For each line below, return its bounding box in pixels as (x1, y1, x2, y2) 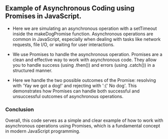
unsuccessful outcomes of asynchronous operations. (12, 93, 124, 99)
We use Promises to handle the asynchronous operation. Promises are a (12, 51, 162, 57)
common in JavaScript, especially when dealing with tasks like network (12, 36, 161, 42)
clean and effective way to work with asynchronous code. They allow (12, 57, 157, 63)
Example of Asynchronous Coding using (5, 4, 135, 13)
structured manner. (12, 67, 53, 73)
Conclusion (5, 106, 34, 113)
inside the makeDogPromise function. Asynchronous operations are (12, 30, 153, 37)
